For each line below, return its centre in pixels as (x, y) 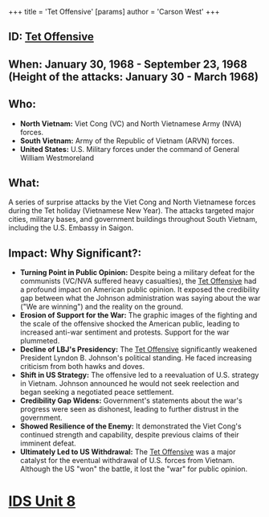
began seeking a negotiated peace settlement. (97, 392)
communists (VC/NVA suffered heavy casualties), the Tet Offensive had (138, 281)
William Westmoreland (57, 158)
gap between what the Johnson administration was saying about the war (140, 298)
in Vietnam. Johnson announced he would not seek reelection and (129, 384)
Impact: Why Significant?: (75, 253)
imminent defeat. (48, 443)
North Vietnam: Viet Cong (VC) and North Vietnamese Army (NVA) (131, 123)
